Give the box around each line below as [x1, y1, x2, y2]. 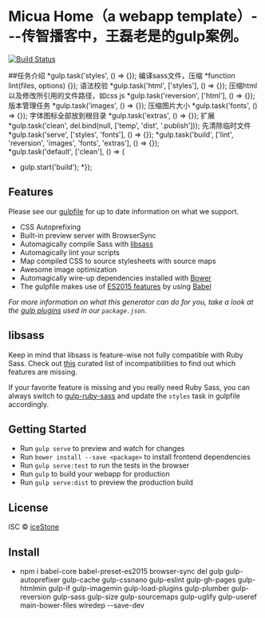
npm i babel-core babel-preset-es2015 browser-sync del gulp [19, 567, 224, 576]
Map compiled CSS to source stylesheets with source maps [19, 256, 217, 265]
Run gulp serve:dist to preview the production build [19, 477, 194, 488]
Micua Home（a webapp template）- [8, 7, 258, 26]
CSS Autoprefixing [19, 221, 81, 232]
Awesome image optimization [19, 265, 117, 274]
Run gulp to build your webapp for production [19, 469, 170, 479]
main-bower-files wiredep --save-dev [19, 600, 145, 610]
